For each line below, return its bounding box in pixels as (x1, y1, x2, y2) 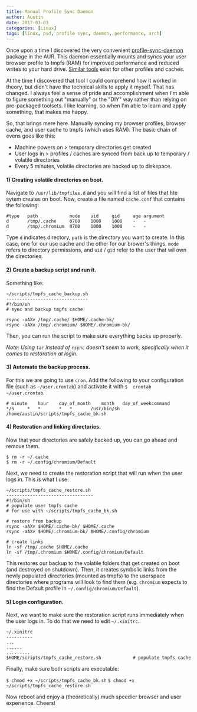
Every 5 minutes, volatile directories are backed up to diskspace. (14, 163, 172, 170)
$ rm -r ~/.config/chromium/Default (6, 459, 96, 465)
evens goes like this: (6, 132, 56, 139)
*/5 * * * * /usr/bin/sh (6, 406, 120, 411)
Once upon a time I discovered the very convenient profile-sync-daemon (6, 47, 184, 54)
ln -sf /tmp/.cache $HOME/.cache (6, 544, 88, 550)
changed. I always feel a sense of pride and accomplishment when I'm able (6, 90, 189, 97)
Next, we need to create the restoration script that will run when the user (6, 469, 183, 476)
